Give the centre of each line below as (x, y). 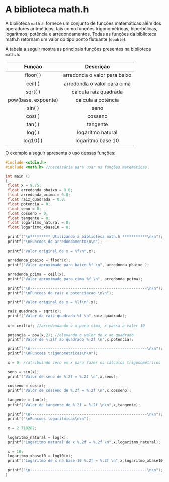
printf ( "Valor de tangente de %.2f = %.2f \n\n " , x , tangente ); (74, 405)
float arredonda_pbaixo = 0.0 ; (40, 190)
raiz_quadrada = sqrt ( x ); (34, 311)
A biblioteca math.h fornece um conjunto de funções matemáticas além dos (83, 23)
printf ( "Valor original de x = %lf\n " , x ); (53, 302)
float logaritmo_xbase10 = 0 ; (39, 227)
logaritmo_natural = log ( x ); (38, 437)
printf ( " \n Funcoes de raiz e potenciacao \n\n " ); (60, 293)
